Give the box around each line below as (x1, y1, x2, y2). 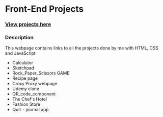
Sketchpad (12, 65, 34, 71)
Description (5, 34, 34, 41)
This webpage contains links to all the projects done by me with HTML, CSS (5, 45, 159, 51)
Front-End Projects (5, 3, 84, 15)
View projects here (5, 21, 52, 28)
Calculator (12, 60, 33, 66)
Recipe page (12, 75, 38, 81)
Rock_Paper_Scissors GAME (12, 70, 70, 76)
